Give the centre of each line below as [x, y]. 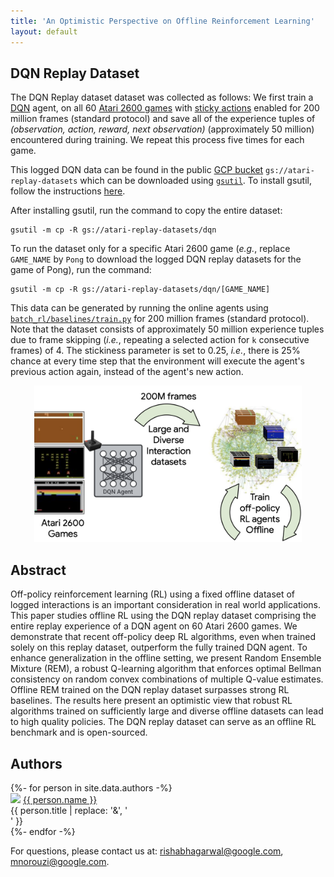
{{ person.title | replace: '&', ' [69, 811]
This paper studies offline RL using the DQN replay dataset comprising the [163, 616]
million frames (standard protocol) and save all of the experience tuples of [163, 119]
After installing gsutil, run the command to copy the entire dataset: [146, 211]
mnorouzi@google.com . [60, 862]
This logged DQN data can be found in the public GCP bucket [137, 170]
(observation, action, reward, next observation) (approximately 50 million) [162, 129]
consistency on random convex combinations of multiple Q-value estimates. [167, 679]
